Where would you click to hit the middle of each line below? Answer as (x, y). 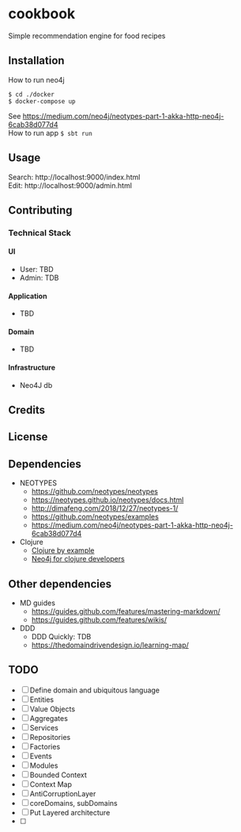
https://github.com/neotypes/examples (95, 517)
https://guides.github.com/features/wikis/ (99, 620)
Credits (27, 410)
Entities (41, 700)
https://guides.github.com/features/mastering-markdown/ (126, 612)
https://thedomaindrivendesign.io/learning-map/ (110, 645)
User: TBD (36, 270)
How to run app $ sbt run (50, 132)
